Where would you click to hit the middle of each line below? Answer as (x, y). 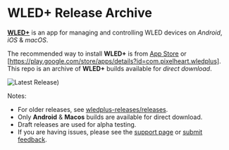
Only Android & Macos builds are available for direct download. (110, 117)
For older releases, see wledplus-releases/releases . (93, 109)
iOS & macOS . (28, 39)
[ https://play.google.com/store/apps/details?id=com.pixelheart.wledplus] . (114, 61)
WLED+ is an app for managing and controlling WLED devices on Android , (115, 32)
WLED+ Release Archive (80, 13)
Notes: (17, 96)
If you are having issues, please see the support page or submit (110, 132)
